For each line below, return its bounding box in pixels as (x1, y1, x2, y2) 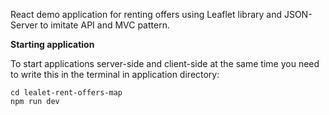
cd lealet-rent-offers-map (10, 88, 123, 98)
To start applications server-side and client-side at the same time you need (10, 58, 320, 69)
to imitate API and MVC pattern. (39, 19, 170, 31)
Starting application (10, 39, 95, 50)
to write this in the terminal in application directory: (10, 69, 220, 80)
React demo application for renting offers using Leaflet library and (10, 9, 283, 20)
